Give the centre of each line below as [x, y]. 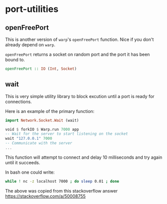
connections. [19, 102]
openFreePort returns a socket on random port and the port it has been [78, 54]
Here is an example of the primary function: [50, 111]
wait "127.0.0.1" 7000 [29, 139]
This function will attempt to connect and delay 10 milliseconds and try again [84, 157]
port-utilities [32, 9]
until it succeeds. [23, 162]
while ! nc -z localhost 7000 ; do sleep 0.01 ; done [62, 181]
